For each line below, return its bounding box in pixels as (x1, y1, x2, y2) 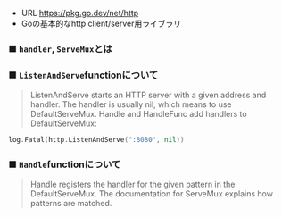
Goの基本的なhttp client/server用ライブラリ (21, 18, 182, 29)
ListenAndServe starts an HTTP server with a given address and (29, 89, 267, 101)
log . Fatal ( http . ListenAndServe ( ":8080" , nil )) (8, 136, 185, 145)
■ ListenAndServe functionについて (8, 69, 159, 81)
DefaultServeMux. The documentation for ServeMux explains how (29, 188, 274, 199)
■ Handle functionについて (8, 158, 121, 171)
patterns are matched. (29, 198, 112, 209)
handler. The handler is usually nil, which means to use (29, 99, 233, 110)
